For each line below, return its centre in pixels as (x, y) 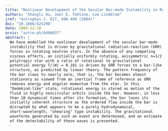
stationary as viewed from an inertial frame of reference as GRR (80, 79)
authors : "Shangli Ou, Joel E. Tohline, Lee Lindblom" (63, 14)
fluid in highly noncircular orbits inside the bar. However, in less (85, 93)
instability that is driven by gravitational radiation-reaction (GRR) (86, 47)
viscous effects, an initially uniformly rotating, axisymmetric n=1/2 (86, 56)
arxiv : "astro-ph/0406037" (33, 33)
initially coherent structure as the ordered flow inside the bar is (83, 103)
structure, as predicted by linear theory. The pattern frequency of (83, 70)
